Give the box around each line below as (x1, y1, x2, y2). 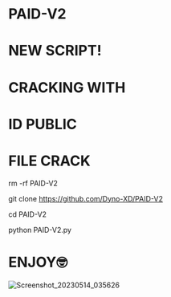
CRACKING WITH (8, 78, 126, 96)
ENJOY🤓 (8, 253, 68, 271)
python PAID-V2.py (8, 225, 72, 234)
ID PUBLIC (8, 115, 78, 133)
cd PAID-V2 (8, 210, 47, 219)
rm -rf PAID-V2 (8, 178, 59, 188)
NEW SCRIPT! (8, 42, 102, 60)
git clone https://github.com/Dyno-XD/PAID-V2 (8, 193, 163, 203)
